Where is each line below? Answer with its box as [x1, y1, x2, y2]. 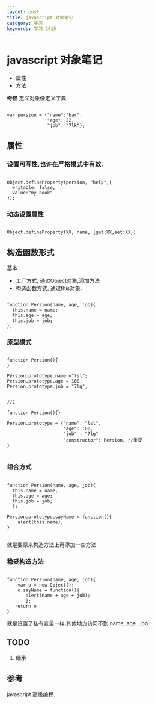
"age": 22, [47, 117, 74, 123]
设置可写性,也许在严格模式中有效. [7, 160, 104, 168]
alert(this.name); [17, 519, 64, 525]
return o [14, 603, 37, 609]
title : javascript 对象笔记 [7, 14, 74, 20]
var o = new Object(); [17, 582, 74, 588]
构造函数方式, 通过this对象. [15, 284, 82, 292]
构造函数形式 [7, 247, 55, 258]
